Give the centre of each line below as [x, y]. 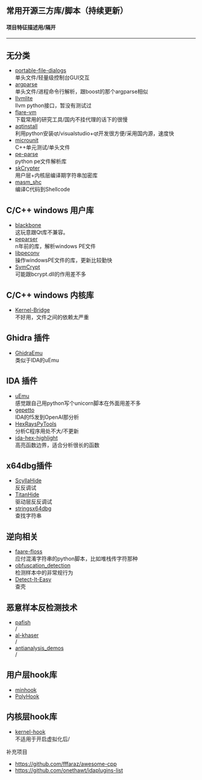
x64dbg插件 [29, 466]
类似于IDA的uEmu [37, 360]
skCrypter [27, 168]
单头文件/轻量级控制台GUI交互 [52, 78]
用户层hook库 [32, 675]
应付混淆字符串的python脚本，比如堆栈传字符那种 [76, 559]
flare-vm [26, 112]
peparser [26, 239]
